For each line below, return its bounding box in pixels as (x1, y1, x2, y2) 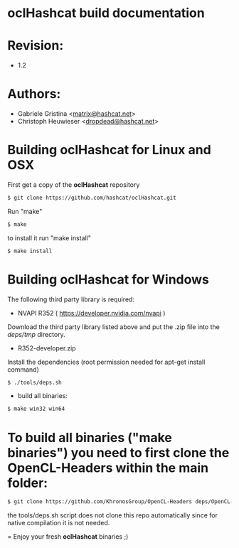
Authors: (7, 86, 61, 102)
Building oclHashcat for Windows (7, 272, 210, 287)
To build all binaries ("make (7, 429, 173, 446)
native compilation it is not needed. (7, 519, 110, 527)
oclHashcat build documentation (7, 5, 205, 21)
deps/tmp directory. (7, 330, 65, 338)
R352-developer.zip (17, 343, 76, 353)
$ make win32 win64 (7, 405, 65, 413)
